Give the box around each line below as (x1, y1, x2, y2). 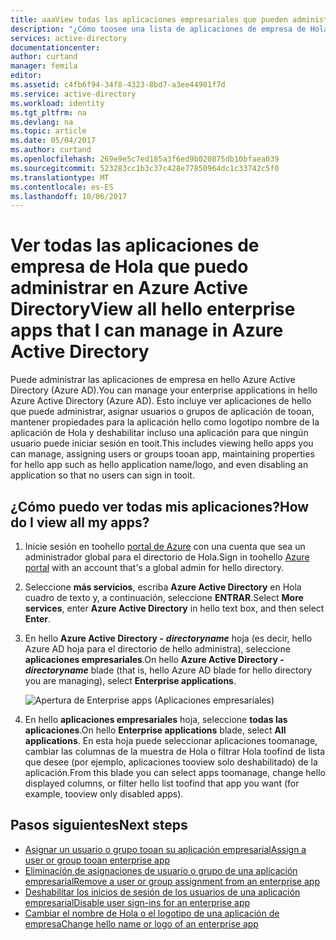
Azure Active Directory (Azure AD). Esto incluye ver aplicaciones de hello (10, 395, 312, 407)
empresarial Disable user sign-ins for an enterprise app (24, 896, 251, 908)
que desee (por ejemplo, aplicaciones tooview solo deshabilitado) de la (24, 756, 318, 768)
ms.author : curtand (10, 145, 92, 155)
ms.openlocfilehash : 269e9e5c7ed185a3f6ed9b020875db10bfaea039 (10, 154, 280, 164)
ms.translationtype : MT (10, 172, 110, 183)
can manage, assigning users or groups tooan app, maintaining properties (10, 448, 315, 460)
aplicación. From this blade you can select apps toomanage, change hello (24, 767, 326, 778)
